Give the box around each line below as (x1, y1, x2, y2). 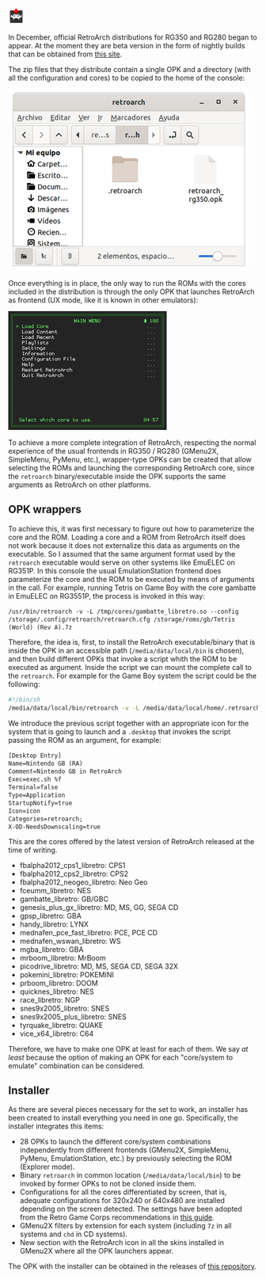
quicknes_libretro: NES (19, 987, 94, 996)
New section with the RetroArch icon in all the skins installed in (19, 1238, 224, 1247)
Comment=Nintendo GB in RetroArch (8, 767, 123, 775)
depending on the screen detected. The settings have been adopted (19, 1205, 243, 1214)
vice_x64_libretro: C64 (19, 1029, 94, 1038)
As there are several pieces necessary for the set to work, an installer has (8, 1105, 249, 1114)
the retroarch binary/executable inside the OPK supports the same (8, 472, 226, 481)
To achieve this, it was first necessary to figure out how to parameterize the (8, 523, 255, 533)
